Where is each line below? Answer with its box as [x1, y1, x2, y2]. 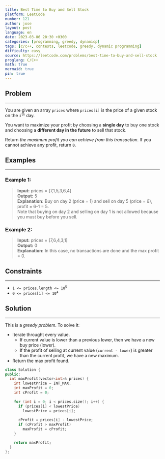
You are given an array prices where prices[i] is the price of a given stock [5, 107, 157, 113]
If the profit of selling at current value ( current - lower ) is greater [19, 347, 153, 353]
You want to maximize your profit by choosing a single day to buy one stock [5, 122, 160, 128]
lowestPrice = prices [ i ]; [23, 408, 76, 413]
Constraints [5, 267, 42, 275]
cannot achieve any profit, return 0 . [5, 142, 76, 148]
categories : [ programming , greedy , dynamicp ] [5, 39, 100, 44]
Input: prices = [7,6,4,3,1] [17, 237, 68, 244]
